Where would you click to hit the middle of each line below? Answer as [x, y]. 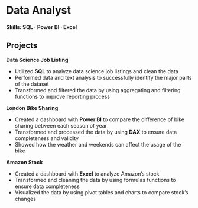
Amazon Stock [25, 162]
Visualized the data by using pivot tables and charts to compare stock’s [101, 192]
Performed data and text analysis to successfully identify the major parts [103, 77]
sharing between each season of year [61, 125]
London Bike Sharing [32, 108]
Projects [22, 46]
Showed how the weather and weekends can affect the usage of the [98, 144]
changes [25, 199]
